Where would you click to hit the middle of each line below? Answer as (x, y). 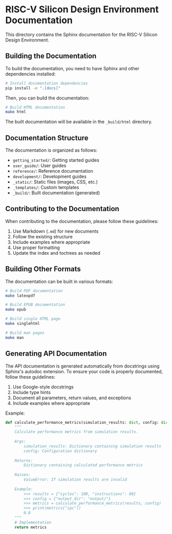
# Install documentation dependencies (47, 83)
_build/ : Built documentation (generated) (56, 193)
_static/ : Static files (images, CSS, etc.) (55, 182)
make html (16, 112)
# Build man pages (25, 333)
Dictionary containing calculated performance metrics (83, 465)
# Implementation (33, 522)
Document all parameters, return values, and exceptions (72, 398)
